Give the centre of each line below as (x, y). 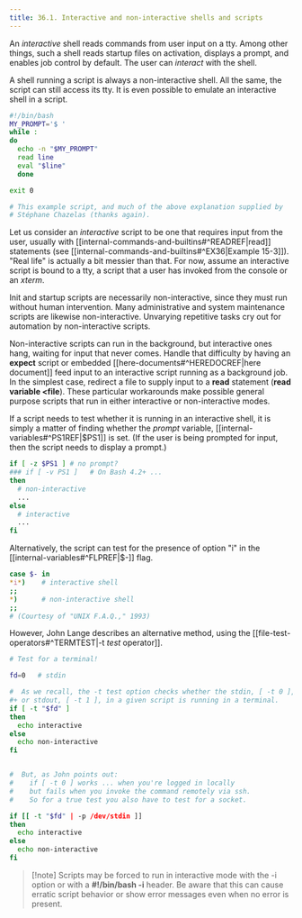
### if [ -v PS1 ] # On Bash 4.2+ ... (86, 473)
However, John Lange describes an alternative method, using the (130, 633)
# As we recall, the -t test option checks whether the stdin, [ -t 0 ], (152, 692)
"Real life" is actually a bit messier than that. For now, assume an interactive (149, 261)
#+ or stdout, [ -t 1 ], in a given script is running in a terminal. (144, 700)
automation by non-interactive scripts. (80, 326)
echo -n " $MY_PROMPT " (58, 150)
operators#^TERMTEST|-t (57, 643)
